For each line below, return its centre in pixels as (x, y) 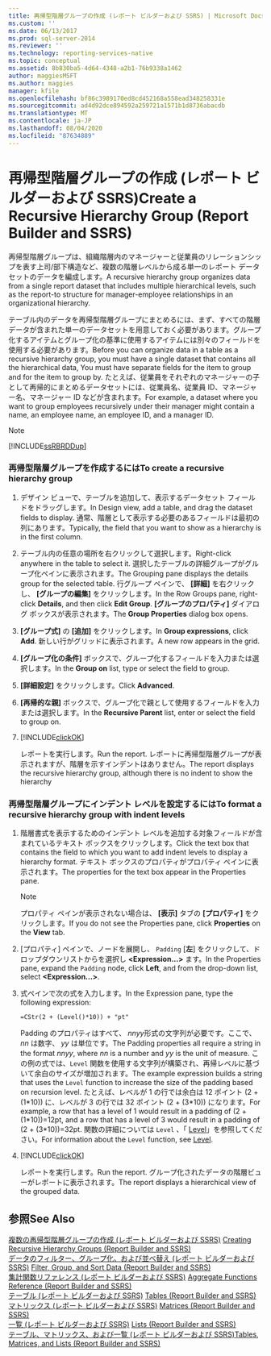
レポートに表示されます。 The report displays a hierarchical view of (145, 1183)
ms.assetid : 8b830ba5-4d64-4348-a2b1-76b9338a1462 (95, 69)
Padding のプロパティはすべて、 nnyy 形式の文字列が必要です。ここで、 (138, 1034)
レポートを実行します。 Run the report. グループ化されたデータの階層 (134, 1172)
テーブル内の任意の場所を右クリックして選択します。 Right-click (125, 553)
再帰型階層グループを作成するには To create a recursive (116, 468)
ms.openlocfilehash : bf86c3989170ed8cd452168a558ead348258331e (117, 98)
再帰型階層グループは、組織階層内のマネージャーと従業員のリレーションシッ (135, 256)
